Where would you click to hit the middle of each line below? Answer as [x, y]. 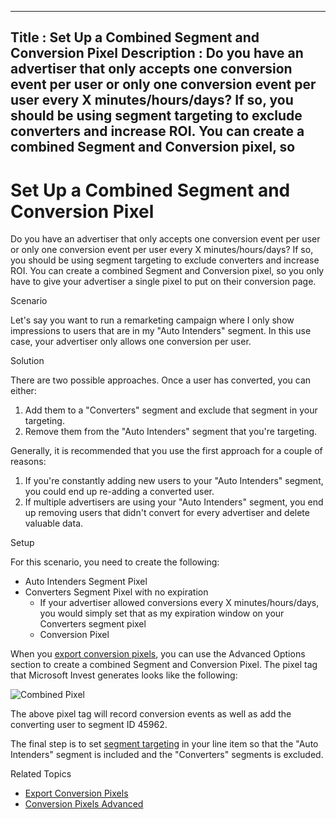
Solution [27, 361]
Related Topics [41, 774]
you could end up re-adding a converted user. [119, 492]
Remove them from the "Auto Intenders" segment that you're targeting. [171, 432]
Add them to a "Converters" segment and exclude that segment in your [171, 410]
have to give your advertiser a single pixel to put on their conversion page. [163, 282]
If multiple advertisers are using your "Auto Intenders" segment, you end [174, 502]
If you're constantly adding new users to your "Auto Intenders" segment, [174, 481]
